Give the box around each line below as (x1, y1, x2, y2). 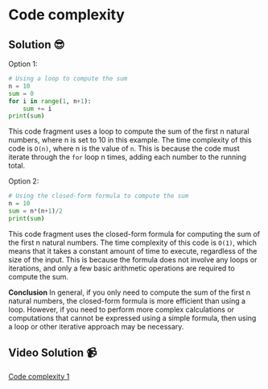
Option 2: (8, 176, 39, 186)
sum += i (23, 105, 52, 113)
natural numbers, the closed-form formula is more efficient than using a (8, 296, 246, 305)
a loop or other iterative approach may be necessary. (8, 321, 184, 331)
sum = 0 (8, 89, 35, 97)
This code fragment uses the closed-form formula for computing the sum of (8, 229, 260, 238)
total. (8, 161, 26, 171)
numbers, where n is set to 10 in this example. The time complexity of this (8, 135, 252, 145)
